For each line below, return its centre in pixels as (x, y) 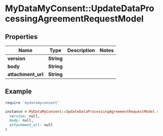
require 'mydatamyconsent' (32, 102)
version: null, (25, 116)
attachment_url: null (31, 125)
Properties (21, 37)
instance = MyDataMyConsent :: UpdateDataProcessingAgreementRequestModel (80, 111)
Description (81, 50)
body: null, (22, 120)
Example (18, 92)
